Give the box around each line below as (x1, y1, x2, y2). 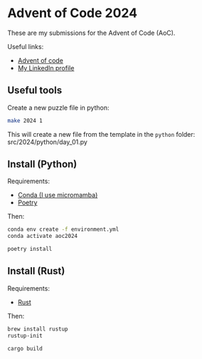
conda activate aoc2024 (7, 233, 78, 240)
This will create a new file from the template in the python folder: (7, 130, 196, 138)
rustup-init (7, 332, 43, 339)
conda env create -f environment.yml (7, 226, 119, 233)
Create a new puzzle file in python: (7, 103, 110, 112)
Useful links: (7, 42, 44, 51)
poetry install (7, 246, 53, 253)
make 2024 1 (7, 117, 43, 124)
